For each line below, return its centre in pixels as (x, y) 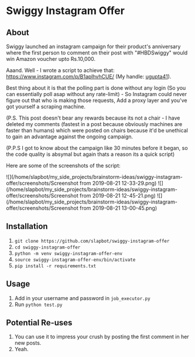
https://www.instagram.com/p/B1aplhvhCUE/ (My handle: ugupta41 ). (89, 76)
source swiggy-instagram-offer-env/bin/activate (75, 260)
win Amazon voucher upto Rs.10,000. (51, 59)
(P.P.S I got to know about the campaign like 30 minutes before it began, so (97, 148)
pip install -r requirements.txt (55, 266)
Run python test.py (38, 304)
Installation (27, 227)
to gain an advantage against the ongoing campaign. (70, 137)
